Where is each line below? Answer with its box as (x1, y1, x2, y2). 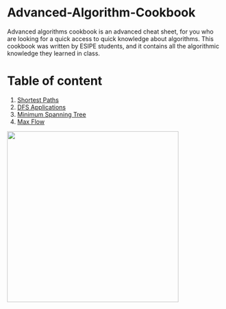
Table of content (7, 73, 103, 89)
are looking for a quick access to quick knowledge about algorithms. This (7, 34, 214, 42)
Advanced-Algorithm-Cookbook (7, 5, 196, 21)
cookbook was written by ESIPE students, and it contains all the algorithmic (7, 42, 220, 50)
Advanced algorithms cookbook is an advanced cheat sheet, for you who (7, 27, 214, 36)
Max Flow (16, 118, 45, 126)
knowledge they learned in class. (7, 49, 101, 57)
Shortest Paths (16, 96, 60, 104)
